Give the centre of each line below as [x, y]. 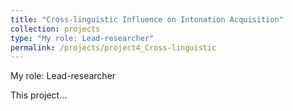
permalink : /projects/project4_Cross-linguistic [113, 47]
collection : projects [55, 29]
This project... [39, 95]
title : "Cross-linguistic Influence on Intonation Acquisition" [147, 19]
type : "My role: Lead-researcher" [82, 38]
